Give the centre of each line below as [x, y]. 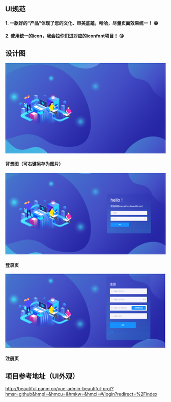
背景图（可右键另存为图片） [34, 164]
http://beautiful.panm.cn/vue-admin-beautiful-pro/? [60, 388]
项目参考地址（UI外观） [42, 376]
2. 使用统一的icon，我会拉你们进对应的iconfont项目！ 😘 [65, 36]
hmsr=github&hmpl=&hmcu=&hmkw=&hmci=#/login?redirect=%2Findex [81, 394]
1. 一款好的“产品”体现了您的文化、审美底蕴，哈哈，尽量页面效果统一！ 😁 [82, 23]
